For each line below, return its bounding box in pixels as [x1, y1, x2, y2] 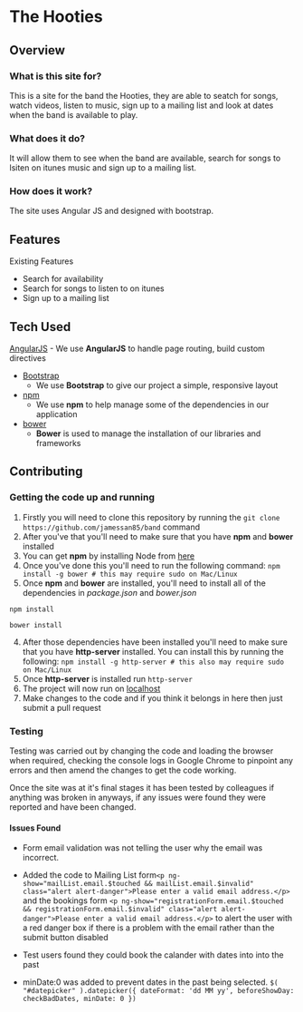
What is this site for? [9, 70, 102, 83]
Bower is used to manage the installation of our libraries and [35, 428, 261, 439]
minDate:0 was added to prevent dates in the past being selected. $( [22, 977, 279, 988]
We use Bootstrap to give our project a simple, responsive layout [35, 380, 279, 391]
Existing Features [9, 256, 74, 267]
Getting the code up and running [9, 491, 156, 504]
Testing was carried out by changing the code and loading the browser [9, 745, 274, 756]
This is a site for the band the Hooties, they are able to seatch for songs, [9, 90, 279, 101]
